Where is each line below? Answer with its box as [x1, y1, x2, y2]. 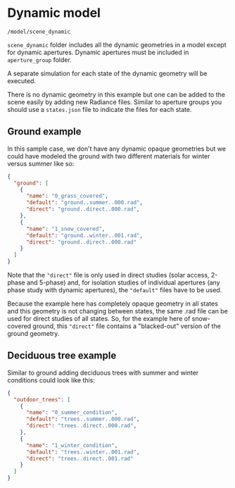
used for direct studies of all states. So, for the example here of [7, 315, 191, 323]
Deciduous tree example [7, 350, 117, 362]
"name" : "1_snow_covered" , [25, 225, 106, 232]
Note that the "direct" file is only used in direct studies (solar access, [7, 271, 210, 279]
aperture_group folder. [7, 55, 72, 64]
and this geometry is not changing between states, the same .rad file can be [7, 307, 229, 315]
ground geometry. [7, 330, 60, 337]
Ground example [7, 125, 82, 138]
